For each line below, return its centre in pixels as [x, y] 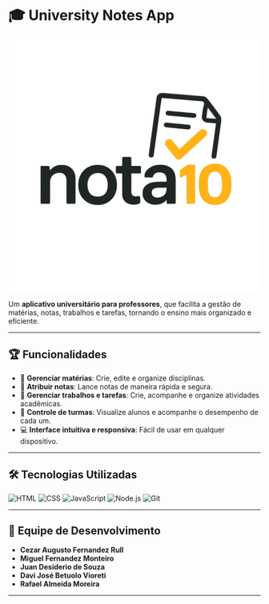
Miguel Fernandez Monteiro [67, 558]
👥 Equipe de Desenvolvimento [85, 531]
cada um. [35, 421]
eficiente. [24, 320]
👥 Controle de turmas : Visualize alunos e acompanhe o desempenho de [139, 412]
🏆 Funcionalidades [58, 354]
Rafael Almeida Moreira [60, 584]
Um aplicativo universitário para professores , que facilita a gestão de [125, 304]
